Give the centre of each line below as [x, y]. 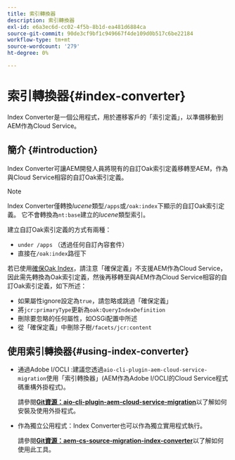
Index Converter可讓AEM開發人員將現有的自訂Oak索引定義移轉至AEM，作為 [118, 168]
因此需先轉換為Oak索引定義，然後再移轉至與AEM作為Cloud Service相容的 [114, 277]
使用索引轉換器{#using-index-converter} [98, 351]
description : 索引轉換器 [41, 20]
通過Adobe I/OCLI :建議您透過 [61, 369]
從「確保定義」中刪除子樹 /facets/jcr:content [84, 327]
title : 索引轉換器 [32, 14]
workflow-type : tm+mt [39, 40]
